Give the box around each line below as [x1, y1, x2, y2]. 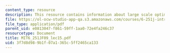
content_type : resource [5, 7, 56, 13]
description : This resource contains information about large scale [5, 12, 153, 17]
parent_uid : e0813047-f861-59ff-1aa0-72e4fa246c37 [5, 26, 114, 31]
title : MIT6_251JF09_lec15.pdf [5, 36, 71, 41]
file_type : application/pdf [5, 21, 65, 27]
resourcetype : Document [5, 31, 56, 36]
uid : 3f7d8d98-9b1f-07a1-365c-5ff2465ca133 [5, 40, 99, 45]
